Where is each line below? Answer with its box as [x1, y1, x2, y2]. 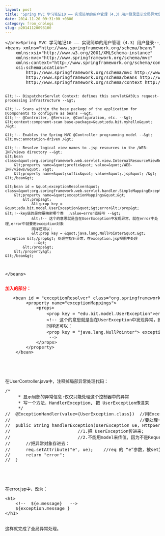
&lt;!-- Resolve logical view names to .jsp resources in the [5, 146, 135, 151]
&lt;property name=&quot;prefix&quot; [14, 163, 93, 168]
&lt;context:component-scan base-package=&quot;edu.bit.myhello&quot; [5, 120, 153, 125]
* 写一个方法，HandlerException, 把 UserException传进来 [18, 400, 149, 406]
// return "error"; [5, 452, 65, 458]
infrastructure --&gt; [29, 98, 76, 103]
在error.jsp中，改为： [5, 486, 48, 492]
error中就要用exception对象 [11, 221, 64, 226]
